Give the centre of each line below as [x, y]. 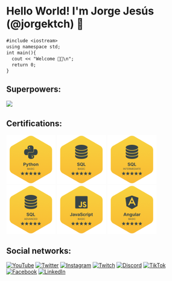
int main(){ [21, 52]
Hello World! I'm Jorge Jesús [80, 11]
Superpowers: [34, 90]
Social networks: [39, 251]
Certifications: [34, 124]
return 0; [24, 65]
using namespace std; [33, 46]
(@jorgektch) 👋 [45, 24]
